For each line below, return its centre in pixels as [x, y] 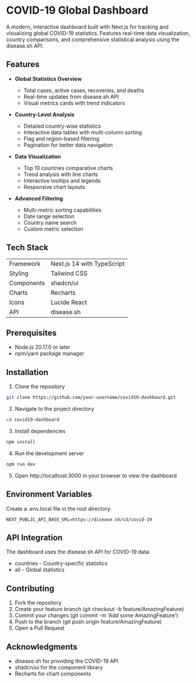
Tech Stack [27, 248]
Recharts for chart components [53, 673]
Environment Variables [49, 494]
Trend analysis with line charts [61, 174]
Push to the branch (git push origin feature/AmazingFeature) [88, 622]
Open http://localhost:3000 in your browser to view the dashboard [96, 476]
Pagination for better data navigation [68, 145]
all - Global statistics [40, 570]
